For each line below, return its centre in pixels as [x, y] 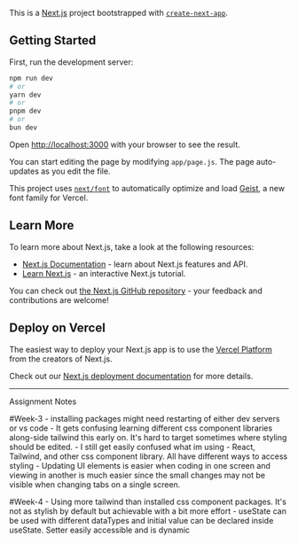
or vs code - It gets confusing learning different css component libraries [141, 428]
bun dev [24, 128]
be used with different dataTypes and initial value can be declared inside [141, 520]
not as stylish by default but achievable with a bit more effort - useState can [148, 511]
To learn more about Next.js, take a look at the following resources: [132, 246]
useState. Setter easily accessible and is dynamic [100, 530]
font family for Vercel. [49, 198]
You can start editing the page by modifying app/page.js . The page [132, 161]
